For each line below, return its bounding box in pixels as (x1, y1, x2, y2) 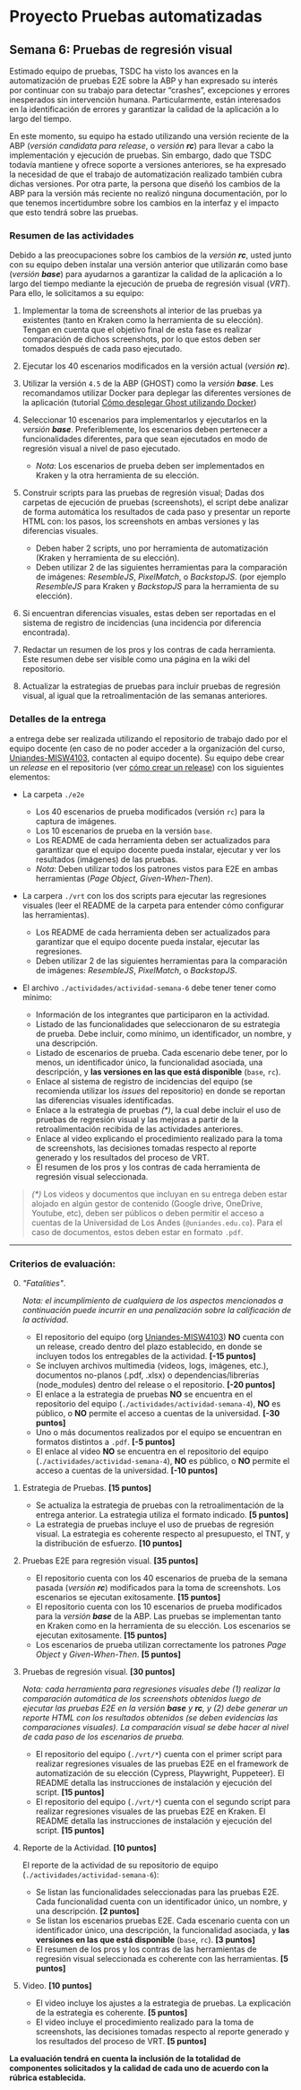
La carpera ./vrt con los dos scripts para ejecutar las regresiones (21, 890, 267, 901)
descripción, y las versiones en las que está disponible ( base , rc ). (35, 1066, 281, 1077)
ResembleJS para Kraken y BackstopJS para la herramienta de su (35, 581, 279, 592)
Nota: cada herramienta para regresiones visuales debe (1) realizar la (21, 1684, 280, 1694)
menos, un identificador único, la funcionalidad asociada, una (35, 1057, 263, 1067)
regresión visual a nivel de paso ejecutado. (21, 443, 181, 454)
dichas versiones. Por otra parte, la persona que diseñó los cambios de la (9, 179, 280, 189)
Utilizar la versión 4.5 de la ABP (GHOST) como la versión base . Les (21, 379, 274, 389)
